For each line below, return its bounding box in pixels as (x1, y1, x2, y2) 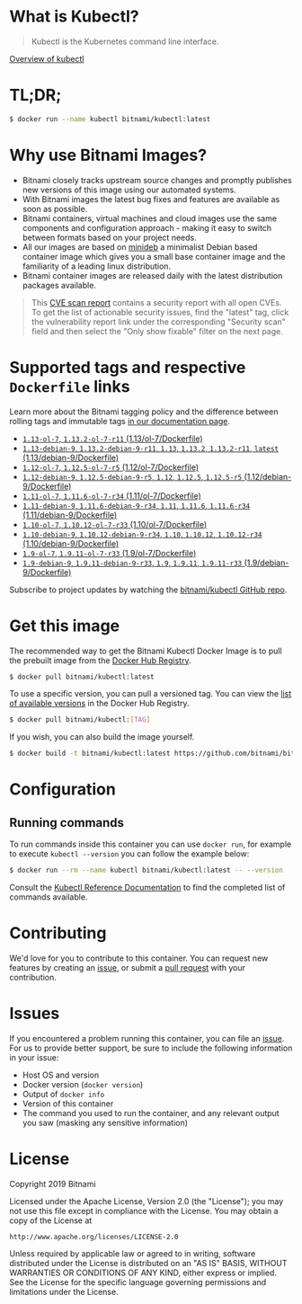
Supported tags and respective (9, 357, 246, 377)
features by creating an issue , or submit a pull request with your (9, 962, 245, 972)
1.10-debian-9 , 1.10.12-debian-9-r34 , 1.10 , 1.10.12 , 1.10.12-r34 (22, 528, 262, 539)
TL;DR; (9, 85, 62, 105)
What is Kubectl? (9, 6, 139, 27)
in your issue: (9, 1051, 59, 1062)
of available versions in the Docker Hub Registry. (9, 698, 191, 709)
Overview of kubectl (9, 53, 84, 64)
